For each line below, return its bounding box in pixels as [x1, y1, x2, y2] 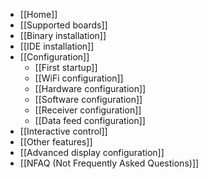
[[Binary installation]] [19, 30, 107, 41]
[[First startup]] [34, 62, 98, 73]
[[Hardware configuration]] [34, 83, 147, 94]
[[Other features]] [19, 136, 93, 148]
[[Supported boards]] [19, 19, 108, 31]
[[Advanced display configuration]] [19, 147, 165, 158]
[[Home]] [19, 9, 58, 20]
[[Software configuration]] [34, 94, 143, 105]
